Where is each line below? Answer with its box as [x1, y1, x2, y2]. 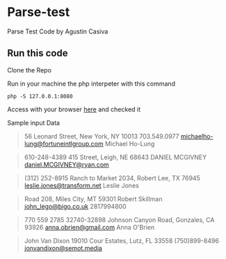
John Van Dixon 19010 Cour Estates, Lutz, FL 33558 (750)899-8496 [24, 236, 219, 244]
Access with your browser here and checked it [7, 105, 141, 113]
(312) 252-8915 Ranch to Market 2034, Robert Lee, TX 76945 [24, 173, 200, 182]
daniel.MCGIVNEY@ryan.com [24, 160, 109, 168]
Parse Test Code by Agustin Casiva [7, 27, 108, 36]
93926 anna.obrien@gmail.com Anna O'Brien [24, 223, 155, 231]
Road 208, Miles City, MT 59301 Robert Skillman [24, 194, 163, 203]
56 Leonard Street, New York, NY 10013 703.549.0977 [24, 132, 179, 140]
